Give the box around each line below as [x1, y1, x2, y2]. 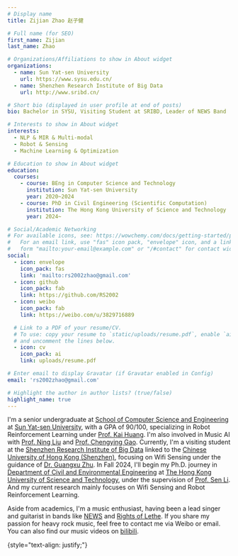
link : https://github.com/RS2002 [20, 291, 119, 299]
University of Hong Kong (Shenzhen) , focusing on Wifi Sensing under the [7, 453, 221, 462]
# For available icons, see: [7, 232, 93, 240]
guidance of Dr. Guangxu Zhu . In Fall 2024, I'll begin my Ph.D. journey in [7, 460, 217, 469]
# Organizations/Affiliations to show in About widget [7, 56, 173, 63]
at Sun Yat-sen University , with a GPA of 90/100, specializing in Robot [7, 423, 210, 431]
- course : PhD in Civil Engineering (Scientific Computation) [20, 199, 208, 206]
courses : [13, 173, 40, 181]
